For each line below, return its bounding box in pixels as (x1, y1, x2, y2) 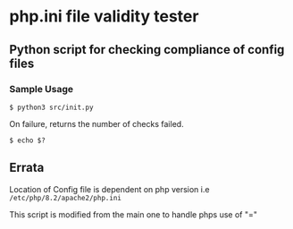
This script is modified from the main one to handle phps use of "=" (9, 208, 257, 220)
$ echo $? (9, 136, 46, 145)
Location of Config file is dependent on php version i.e (9, 183, 210, 194)
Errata (9, 160, 45, 175)
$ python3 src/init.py (9, 103, 94, 112)
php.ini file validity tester (9, 6, 199, 27)
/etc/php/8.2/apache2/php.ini (9, 193, 122, 202)
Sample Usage (9, 82, 74, 95)
